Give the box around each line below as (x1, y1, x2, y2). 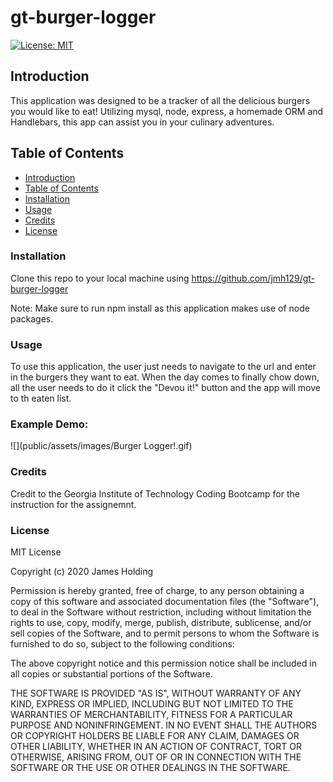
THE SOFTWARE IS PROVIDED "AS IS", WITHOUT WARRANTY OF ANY (10, 687, 302, 700)
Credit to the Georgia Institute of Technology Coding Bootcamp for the (10, 487, 300, 500)
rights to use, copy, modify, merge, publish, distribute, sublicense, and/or (10, 617, 312, 629)
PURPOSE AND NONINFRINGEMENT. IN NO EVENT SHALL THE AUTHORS (10, 719, 318, 731)
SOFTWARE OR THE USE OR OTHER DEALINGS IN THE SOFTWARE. (10, 762, 291, 774)
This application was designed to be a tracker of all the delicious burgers (10, 94, 311, 106)
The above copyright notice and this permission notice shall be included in (10, 657, 317, 670)
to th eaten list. (10, 392, 72, 405)
